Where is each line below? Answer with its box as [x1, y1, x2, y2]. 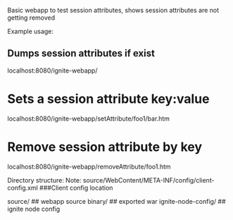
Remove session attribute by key [7, 139, 203, 154]
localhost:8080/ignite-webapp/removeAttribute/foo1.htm [7, 162, 171, 171]
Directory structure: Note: [7, 176, 82, 184]
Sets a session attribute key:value [7, 91, 210, 106]
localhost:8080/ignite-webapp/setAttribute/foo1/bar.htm [7, 114, 170, 123]
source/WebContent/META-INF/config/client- [82, 176, 215, 184]
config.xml [7, 183, 39, 192]
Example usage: [7, 28, 54, 35]
